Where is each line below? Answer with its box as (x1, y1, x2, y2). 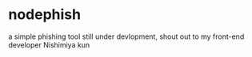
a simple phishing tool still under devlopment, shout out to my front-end (8, 32, 245, 41)
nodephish (8, 6, 82, 24)
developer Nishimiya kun (8, 40, 90, 49)
